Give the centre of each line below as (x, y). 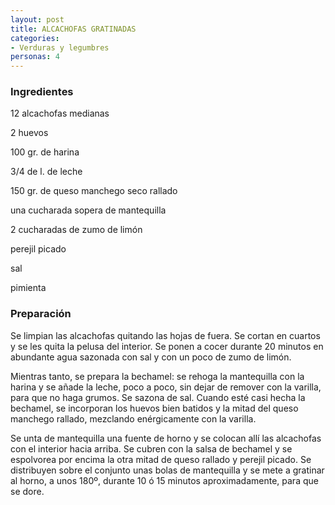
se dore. (27, 491)
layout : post (37, 19)
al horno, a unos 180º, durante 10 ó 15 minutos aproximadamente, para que (164, 480)
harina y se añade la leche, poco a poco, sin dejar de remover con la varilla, (166, 387)
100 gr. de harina (45, 152)
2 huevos (29, 133)
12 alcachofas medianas (60, 113)
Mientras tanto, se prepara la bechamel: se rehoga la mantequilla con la (157, 376)
